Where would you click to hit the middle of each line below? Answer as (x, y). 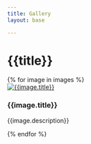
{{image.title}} (32, 105)
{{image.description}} (38, 120)
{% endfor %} (27, 134)
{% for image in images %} (46, 80)
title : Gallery (29, 14)
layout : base (26, 20)
